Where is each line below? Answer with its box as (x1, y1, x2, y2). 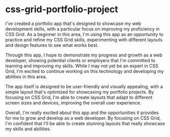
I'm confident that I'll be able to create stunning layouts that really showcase (5, 120, 165, 126)
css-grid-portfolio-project (5, 4, 119, 15)
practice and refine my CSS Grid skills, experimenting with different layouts (5, 37, 163, 43)
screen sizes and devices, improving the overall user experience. (5, 99, 141, 105)
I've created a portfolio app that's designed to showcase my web (5, 20, 141, 26)
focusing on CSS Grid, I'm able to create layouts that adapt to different (5, 94, 153, 100)
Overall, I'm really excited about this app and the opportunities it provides (5, 109, 159, 116)
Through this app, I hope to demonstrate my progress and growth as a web (5, 52, 163, 58)
